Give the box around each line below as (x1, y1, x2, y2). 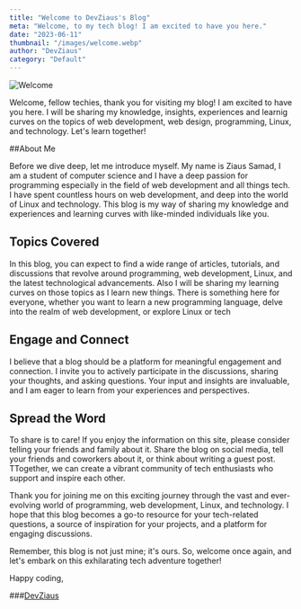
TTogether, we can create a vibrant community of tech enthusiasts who (9, 463, 274, 474)
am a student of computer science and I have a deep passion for (9, 170, 249, 181)
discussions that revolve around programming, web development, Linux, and (9, 267, 293, 279)
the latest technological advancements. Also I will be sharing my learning (9, 277, 279, 288)
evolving (9, 500, 41, 511)
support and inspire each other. (9, 473, 126, 484)
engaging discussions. (9, 528, 93, 540)
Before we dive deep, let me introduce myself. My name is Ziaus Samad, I (9, 161, 281, 171)
